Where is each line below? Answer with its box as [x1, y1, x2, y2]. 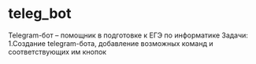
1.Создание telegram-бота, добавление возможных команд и [8, 38, 213, 48]
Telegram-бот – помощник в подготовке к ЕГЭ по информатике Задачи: [8, 30, 248, 40]
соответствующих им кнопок [8, 47, 107, 56]
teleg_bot [8, 5, 72, 23]
